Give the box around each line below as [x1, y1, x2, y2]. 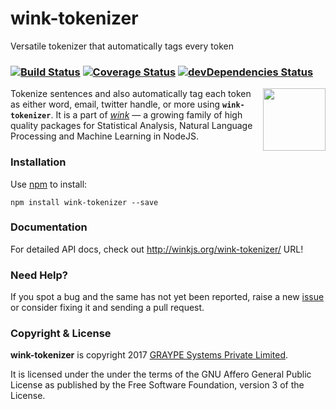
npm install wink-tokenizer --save [10, 197, 159, 207]
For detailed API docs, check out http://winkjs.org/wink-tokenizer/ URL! [10, 243, 304, 255]
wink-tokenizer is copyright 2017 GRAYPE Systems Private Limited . [10, 349, 289, 361]
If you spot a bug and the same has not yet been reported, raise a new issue [10, 291, 325, 303]
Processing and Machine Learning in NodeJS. [10, 130, 199, 142]
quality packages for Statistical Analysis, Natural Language [10, 120, 253, 132]
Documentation [10, 220, 88, 234]
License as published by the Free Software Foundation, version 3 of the [10, 379, 305, 391]
